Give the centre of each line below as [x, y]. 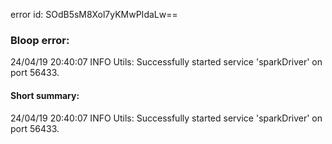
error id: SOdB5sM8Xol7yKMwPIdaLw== [94, 14]
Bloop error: [40, 40]
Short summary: [45, 95]
